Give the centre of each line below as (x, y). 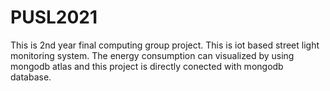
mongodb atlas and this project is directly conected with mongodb (147, 66)
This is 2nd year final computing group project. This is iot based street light (165, 45)
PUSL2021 (54, 17)
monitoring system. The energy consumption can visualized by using (152, 55)
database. (31, 77)
